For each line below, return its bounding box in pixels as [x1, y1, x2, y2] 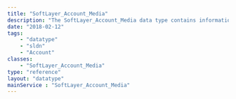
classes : [7, 56, 33, 63]
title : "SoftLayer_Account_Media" [7, 10, 109, 17]
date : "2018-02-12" [7, 23, 65, 30]
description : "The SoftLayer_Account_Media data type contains [7, 17, 197, 24]
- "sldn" [20, 43, 46, 49]
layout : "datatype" [7, 75, 65, 82]
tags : [7, 29, 23, 37]
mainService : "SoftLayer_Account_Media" [7, 82, 131, 89]
